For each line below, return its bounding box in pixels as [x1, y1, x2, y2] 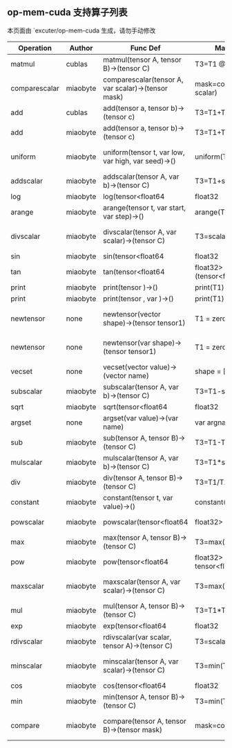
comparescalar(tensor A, [102, 75, 184, 84]
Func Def [130, 43, 161, 53]
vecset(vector [102, 362, 148, 372]
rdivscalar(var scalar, [102, 632, 172, 642]
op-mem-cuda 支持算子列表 [7, 6, 128, 19]
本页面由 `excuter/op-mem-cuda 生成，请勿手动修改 [7, 26, 156, 35]
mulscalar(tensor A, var [102, 453, 179, 463]
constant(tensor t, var [102, 492, 173, 502]
